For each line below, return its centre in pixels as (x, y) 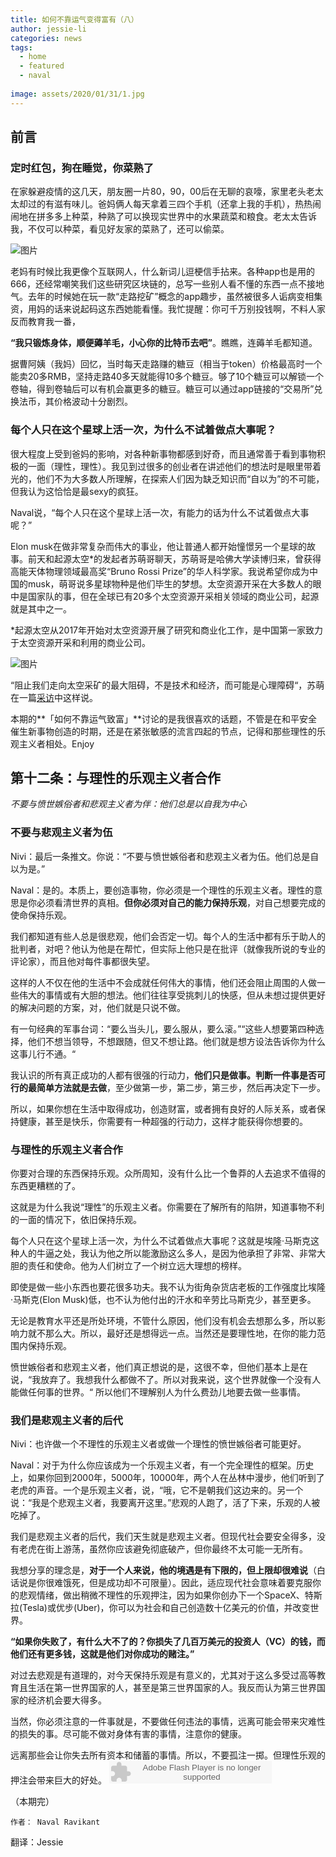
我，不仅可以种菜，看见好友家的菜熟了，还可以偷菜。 (120, 229)
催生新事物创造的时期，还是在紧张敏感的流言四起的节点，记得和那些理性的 (163, 731)
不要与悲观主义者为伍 (61, 833)
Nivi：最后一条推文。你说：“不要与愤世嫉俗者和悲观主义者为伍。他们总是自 (165, 856)
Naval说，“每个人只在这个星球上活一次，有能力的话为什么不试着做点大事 (160, 512)
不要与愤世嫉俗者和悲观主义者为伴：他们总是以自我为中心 (128, 804)
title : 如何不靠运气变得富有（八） (74, 19)
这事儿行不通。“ (43, 1053)
